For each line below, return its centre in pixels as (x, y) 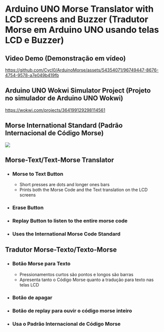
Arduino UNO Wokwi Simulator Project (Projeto (78, 91)
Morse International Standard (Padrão (64, 126)
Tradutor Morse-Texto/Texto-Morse (61, 250)
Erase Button (28, 208)
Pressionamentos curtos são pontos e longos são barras (76, 274)
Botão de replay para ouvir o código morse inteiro (72, 310)
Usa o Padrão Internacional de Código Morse (66, 324)
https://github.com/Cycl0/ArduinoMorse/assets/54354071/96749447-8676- (82, 70)
